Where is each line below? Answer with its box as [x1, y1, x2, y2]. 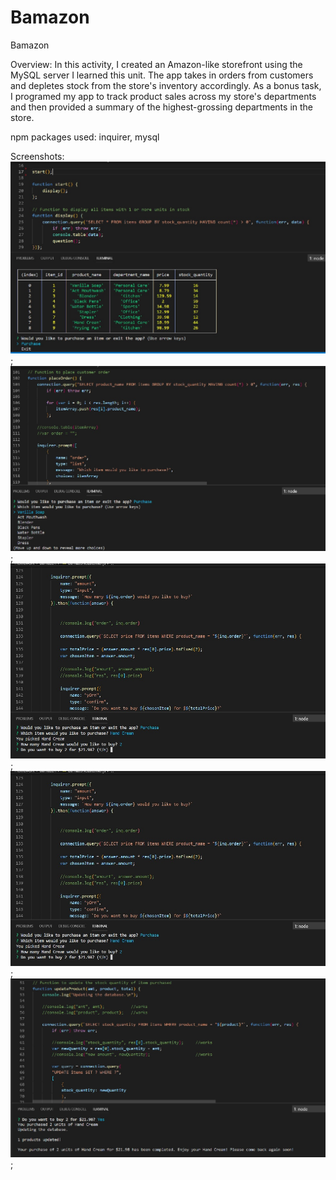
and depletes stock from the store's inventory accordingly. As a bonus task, [10, 79, 322, 91]
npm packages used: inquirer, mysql [10, 131, 160, 143]
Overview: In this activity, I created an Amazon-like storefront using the [10, 58, 303, 70]
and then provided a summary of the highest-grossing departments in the [10, 101, 314, 113]
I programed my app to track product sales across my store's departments [10, 90, 317, 102]
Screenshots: [10, 150, 65, 162]
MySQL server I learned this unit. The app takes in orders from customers [10, 69, 314, 81]
